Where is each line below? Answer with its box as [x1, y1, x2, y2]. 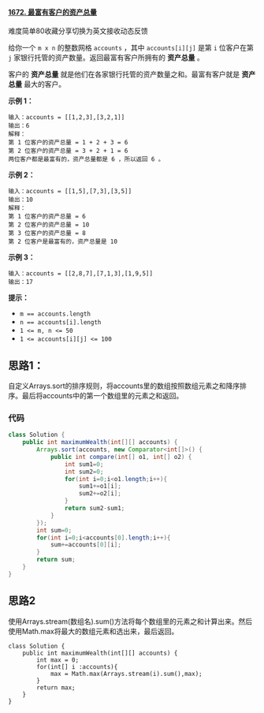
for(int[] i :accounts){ [36, 663, 118, 670]
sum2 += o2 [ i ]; [78, 490, 122, 498]
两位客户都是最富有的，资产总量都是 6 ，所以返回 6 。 [8, 155, 165, 163]
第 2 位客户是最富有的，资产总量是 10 [8, 237, 118, 246]
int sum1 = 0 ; [64, 460, 104, 468]
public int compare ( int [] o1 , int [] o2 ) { [50, 453, 192, 461]
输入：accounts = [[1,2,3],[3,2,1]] [8, 114, 125, 121]
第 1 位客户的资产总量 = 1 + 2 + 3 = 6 [8, 139, 128, 147]
